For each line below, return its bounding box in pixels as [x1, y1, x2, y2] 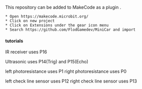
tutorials [5, 38, 24, 44]
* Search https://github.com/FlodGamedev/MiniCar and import [5, 27, 136, 32]
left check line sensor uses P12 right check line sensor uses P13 [5, 78, 137, 84]
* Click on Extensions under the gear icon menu [5, 23, 109, 28]
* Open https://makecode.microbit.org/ [5, 14, 89, 19]
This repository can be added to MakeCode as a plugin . [5, 5, 121, 10]
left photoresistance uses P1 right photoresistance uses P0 [5, 68, 127, 74]
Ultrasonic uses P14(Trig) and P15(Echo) [5, 59, 89, 65]
